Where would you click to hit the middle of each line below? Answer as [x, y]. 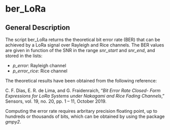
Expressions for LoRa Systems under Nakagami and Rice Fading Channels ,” [85, 96]
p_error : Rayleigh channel [39, 66]
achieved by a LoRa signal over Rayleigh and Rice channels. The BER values [85, 45]
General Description [38, 28]
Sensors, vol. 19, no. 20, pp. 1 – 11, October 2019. [56, 101]
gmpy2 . [13, 122]
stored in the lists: [24, 56]
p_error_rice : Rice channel [40, 71]
